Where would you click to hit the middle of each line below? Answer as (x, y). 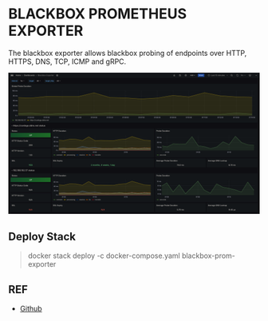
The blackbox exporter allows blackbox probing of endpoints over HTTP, (128, 53)
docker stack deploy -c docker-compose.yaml (104, 256)
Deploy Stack (42, 236)
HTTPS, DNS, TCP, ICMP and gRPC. (67, 61)
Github (31, 309)
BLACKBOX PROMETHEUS (98, 14)
